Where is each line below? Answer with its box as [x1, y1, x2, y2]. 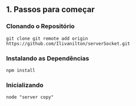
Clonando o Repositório [6, 22, 75, 30]
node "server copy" [6, 94, 54, 100]
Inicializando [6, 81, 44, 89]
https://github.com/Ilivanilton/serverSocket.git [6, 40, 131, 46]
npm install [6, 67, 35, 73]
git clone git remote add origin [6, 35, 88, 42]
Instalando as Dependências [6, 54, 89, 62]
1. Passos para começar [6, 5, 95, 15]
